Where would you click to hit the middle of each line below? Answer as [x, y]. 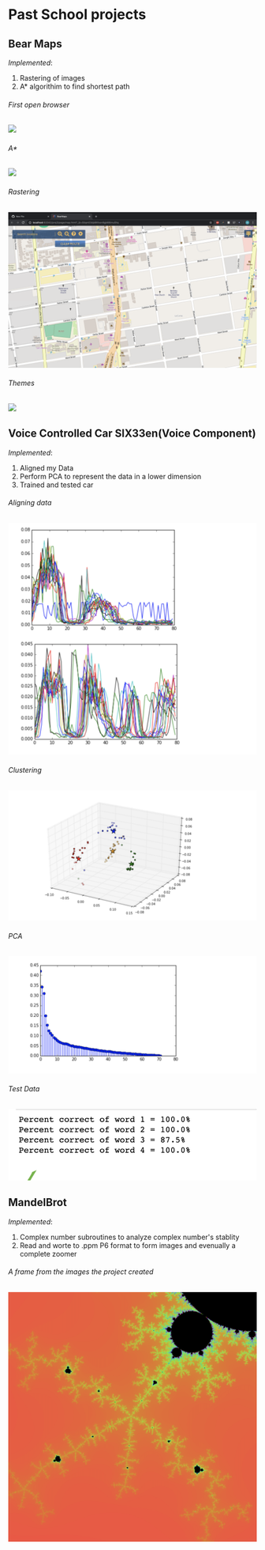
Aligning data [30, 503]
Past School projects [77, 15]
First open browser [39, 104]
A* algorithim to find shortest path [75, 86]
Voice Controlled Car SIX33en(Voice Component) [132, 434]
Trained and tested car [56, 485]
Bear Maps [35, 44]
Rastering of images [52, 78]
